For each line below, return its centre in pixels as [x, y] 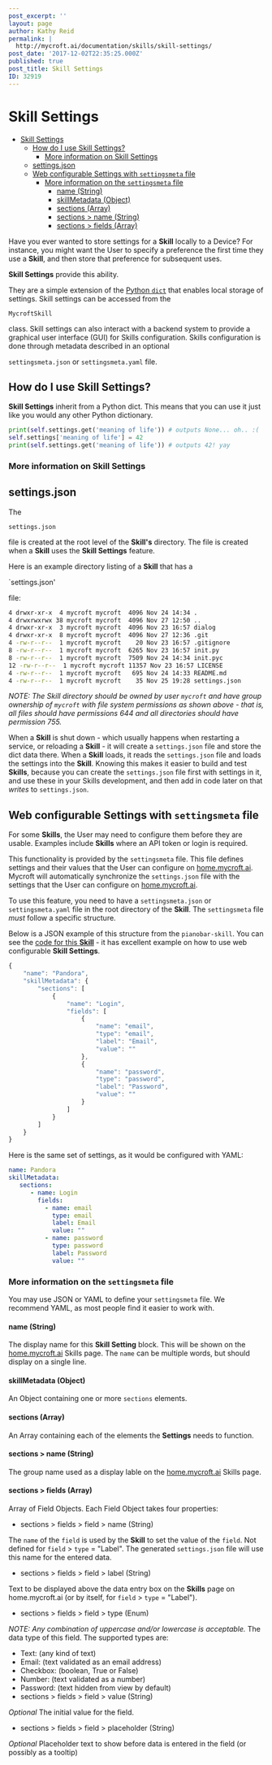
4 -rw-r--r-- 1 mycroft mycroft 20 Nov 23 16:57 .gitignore [119, 643]
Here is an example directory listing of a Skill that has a [101, 566]
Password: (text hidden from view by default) [96, 1688]
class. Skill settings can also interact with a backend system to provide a [130, 328]
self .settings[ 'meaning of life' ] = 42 [76, 438]
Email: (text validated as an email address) [91, 1662]
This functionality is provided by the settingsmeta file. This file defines [126, 859]
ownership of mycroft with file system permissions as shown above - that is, [136, 705]
